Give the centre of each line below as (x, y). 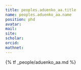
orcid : (12, 43)
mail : (11, 29)
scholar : (15, 39)
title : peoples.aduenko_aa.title (41, 10)
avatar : (13, 24)
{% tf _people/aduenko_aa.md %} (41, 62)
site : (11, 33)
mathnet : (15, 48)
